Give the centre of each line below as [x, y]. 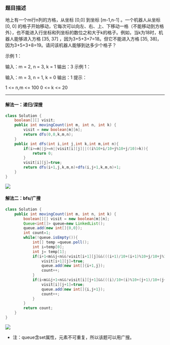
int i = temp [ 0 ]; [48, 247]
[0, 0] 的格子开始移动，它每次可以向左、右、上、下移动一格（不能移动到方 [82, 26]
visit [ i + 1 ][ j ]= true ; [63, 261]
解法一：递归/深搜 [24, 104]
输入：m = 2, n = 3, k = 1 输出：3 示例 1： [48, 67]
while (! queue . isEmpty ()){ [51, 238]
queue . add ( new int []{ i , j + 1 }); [73, 289]
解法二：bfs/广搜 [23, 198]
